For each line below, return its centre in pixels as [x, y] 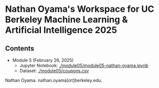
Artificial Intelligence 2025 [61, 30]
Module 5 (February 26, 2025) [43, 60]
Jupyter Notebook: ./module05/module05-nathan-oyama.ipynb [84, 66]
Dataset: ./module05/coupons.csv [54, 71]
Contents [20, 48]
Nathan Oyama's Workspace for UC [80, 9]
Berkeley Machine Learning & [67, 20]
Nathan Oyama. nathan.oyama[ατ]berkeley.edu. [54, 80]
